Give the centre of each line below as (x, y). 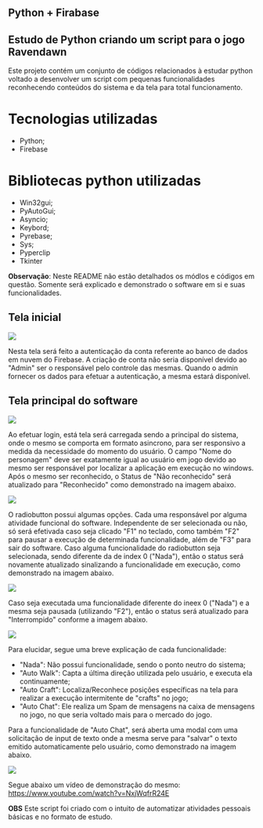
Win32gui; (36, 202)
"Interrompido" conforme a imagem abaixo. (78, 619)
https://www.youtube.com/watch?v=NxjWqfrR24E (89, 793)
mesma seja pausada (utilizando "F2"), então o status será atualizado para (128, 611)
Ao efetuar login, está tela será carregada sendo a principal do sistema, (123, 434)
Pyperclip (35, 253)
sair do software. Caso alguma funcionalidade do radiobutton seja (114, 548)
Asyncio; (34, 220)
